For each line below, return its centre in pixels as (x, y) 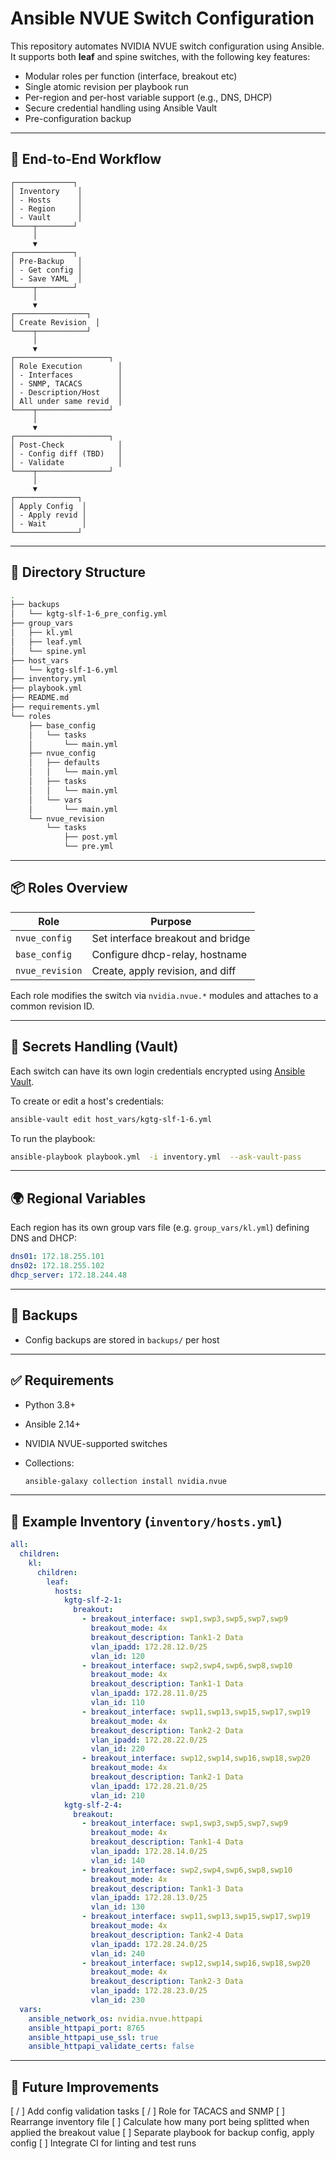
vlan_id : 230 (117, 2000)
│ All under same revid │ (66, 401)
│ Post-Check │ (66, 445)
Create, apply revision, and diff (164, 970)
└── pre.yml (88, 847)
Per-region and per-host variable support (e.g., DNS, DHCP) (148, 97)
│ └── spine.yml (48, 651)
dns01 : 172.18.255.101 (57, 1257)
